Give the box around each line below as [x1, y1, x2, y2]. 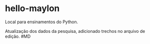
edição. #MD [5, 33, 31, 39]
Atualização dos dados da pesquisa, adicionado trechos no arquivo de [5, 28, 145, 34]
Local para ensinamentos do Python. [5, 19, 78, 25]
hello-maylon [5, 3, 60, 14]
